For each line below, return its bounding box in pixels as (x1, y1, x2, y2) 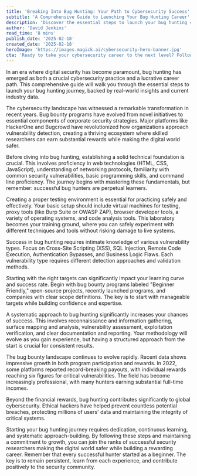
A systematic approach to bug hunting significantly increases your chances (6, 311, 189, 318)
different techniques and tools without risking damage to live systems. (6, 227, 176, 234)
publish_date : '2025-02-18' (6, 36, 75, 42)
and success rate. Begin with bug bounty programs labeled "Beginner (6, 281, 175, 288)
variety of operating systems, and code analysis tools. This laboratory (6, 215, 175, 222)
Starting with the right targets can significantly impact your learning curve (6, 274, 185, 281)
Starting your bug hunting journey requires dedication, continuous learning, (6, 426, 188, 433)
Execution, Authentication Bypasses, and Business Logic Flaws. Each (6, 250, 174, 258)
